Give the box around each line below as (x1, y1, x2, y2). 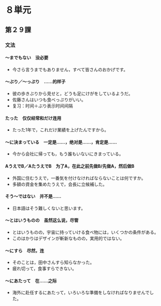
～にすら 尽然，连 (5, 247, 44, 253)
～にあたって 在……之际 (5, 277, 57, 283)
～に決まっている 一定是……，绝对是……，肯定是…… (5, 139, 117, 145)
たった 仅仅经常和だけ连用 (5, 115, 62, 121)
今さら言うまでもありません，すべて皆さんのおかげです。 (12, 66, 128, 72)
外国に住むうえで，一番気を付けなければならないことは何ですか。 (12, 175, 146, 181)
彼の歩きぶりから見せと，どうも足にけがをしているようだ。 (12, 91, 133, 96)
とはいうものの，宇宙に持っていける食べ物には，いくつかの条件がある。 (12, 229, 159, 235)
